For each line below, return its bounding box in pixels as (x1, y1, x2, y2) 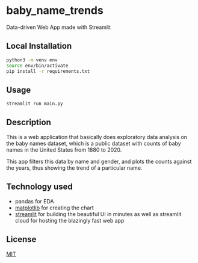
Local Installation (6, 41, 72, 51)
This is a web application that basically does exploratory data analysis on (6, 133, 188, 140)
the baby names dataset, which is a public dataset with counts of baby (6, 140, 182, 147)
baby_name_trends (6, 4, 104, 17)
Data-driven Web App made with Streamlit (6, 23, 111, 31)
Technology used (6, 182, 73, 192)
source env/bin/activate (6, 63, 69, 69)
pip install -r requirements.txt (6, 68, 90, 74)
